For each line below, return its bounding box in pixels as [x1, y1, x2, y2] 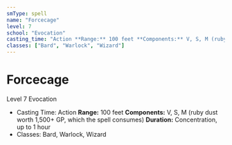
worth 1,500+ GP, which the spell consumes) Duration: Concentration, [16, 115, 217, 124]
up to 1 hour [16, 122, 51, 131]
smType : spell [6, 10, 48, 17]
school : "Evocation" [6, 29, 66, 37]
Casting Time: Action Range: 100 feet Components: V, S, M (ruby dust [16, 108, 218, 116]
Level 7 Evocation [6, 95, 57, 103]
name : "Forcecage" [6, 17, 60, 23]
